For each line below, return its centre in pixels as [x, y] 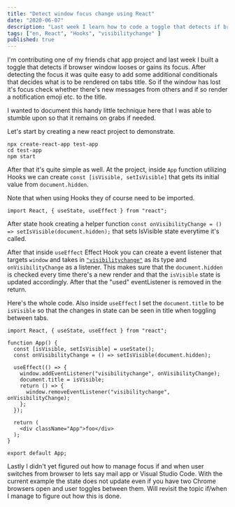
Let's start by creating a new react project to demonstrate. [91, 132]
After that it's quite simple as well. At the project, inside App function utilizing [117, 169]
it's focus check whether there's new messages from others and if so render [117, 90]
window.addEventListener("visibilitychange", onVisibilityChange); [120, 374]
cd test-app [24, 151]
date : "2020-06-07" [36, 20]
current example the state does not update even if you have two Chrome [112, 481]
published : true [31, 40]
